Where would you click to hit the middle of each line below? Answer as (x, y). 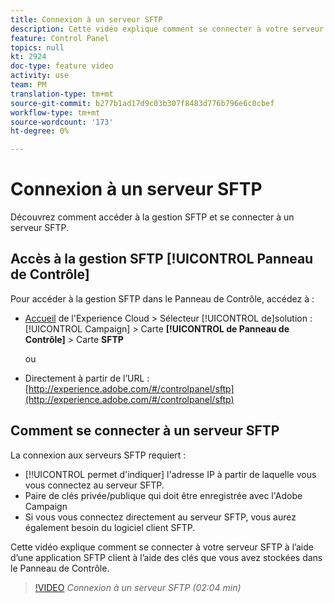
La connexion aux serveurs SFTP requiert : (98, 455)
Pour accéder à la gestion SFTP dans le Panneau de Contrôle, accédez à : (162, 298)
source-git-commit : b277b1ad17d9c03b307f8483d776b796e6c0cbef (142, 103)
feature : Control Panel (60, 38)
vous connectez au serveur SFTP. (94, 485)
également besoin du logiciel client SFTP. (110, 527)
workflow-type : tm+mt (55, 112)
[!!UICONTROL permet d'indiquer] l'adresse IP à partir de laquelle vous (170, 474)
